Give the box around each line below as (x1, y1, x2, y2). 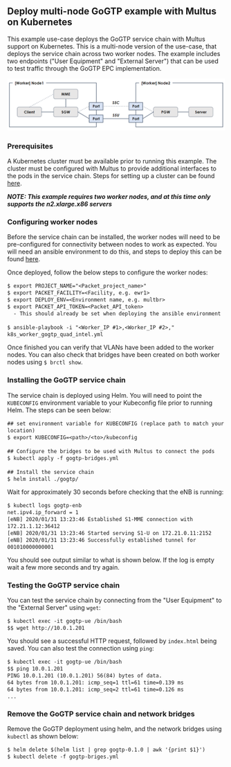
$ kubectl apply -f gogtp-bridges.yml (7, 455, 119, 461)
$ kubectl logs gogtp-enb (7, 502, 82, 509)
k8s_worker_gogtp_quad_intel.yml (7, 331, 104, 338)
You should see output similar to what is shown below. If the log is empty (7, 556, 214, 564)
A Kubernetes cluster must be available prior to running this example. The (7, 157, 217, 166)
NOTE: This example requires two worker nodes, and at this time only (7, 193, 211, 201)
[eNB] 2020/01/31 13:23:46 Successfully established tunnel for (7, 536, 196, 543)
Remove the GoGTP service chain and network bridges (7, 709, 195, 718)
